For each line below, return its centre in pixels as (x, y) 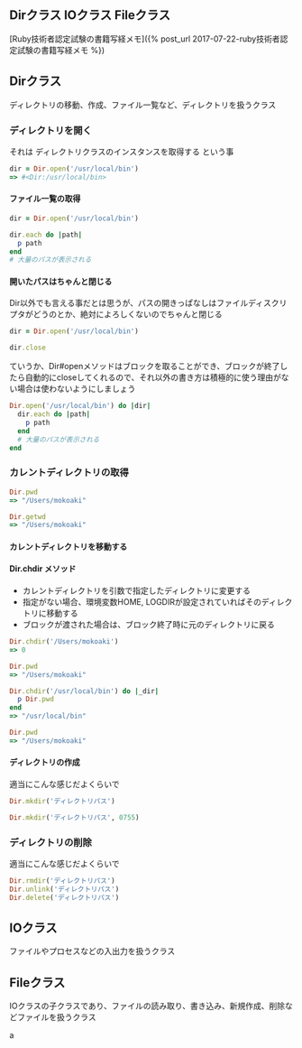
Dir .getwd (28, 516)
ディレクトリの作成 (45, 762)
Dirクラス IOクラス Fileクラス (90, 15)
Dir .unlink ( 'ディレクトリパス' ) (64, 889)
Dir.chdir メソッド (43, 569)
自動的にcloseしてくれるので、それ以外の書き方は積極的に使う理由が (153, 377)
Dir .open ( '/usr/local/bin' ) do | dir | (80, 406)
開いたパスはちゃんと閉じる (61, 281)
